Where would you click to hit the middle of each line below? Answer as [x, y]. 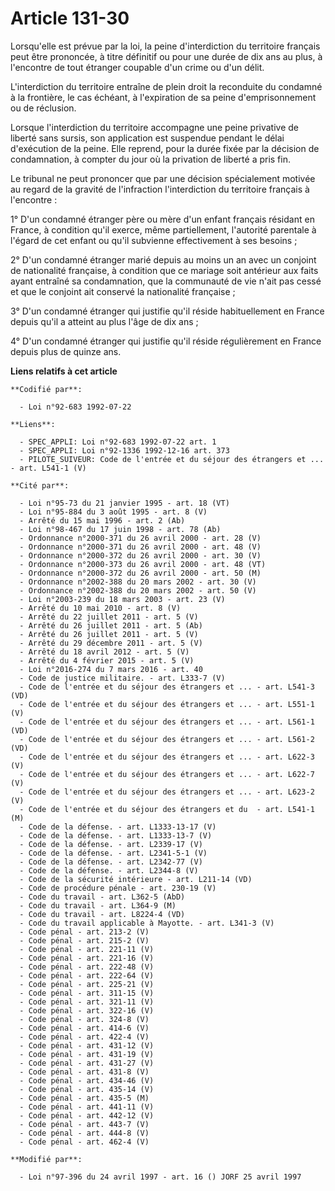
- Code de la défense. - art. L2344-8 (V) [109, 870]
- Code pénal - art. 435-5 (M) [84, 1098]
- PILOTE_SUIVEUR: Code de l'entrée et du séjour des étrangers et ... [172, 459]
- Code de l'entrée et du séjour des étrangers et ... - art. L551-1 [167, 704]
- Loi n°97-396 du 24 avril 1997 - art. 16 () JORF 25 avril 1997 [160, 1177]
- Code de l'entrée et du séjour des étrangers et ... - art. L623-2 [167, 792]
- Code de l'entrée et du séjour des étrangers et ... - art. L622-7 [167, 774]
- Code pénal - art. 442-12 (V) [87, 1115]
